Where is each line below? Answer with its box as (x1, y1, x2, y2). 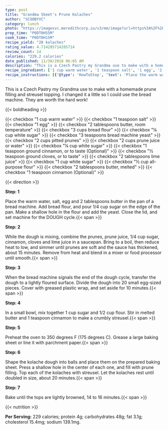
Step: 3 (5, 264, 21, 270)
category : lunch (5, 21, 39, 26)
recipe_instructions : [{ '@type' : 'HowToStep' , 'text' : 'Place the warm (5, 72, 157, 77)
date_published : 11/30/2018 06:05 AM (5, 58, 84, 63)
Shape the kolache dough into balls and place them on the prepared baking (5, 358, 160, 365)
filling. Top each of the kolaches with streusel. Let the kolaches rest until (5, 369, 154, 375)
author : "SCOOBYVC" (5, 16, 46, 21)
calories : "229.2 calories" (5, 53, 64, 59)
